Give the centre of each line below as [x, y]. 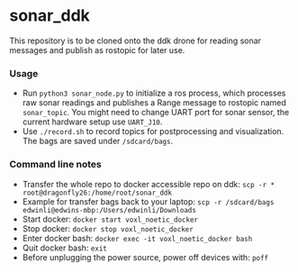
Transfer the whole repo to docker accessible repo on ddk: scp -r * [149, 184]
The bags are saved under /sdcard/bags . [98, 141]
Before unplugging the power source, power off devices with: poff [145, 257]
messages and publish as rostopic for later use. [97, 50]
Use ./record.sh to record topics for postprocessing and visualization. [153, 131]
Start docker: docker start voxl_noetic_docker [110, 219]
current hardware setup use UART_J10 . [92, 122]
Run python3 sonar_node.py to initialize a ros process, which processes [154, 93]
